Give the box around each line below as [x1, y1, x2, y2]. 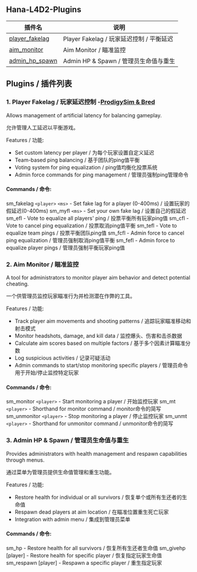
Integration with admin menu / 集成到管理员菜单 [14, 515, 131, 522]
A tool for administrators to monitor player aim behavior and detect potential [6, 274, 191, 281]
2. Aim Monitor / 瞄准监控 [6, 260, 79, 268]
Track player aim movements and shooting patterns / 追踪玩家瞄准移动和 [14, 318, 192, 324]
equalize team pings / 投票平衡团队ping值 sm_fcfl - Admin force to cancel [6, 229, 185, 236]
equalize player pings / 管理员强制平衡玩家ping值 [6, 244, 125, 251]
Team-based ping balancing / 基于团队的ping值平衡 [14, 156, 140, 163]
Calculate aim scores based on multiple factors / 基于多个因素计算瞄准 [14, 340, 186, 347]
